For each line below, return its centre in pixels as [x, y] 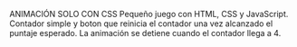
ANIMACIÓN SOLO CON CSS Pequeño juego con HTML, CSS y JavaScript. [149, 14]
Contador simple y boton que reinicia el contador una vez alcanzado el [141, 23]
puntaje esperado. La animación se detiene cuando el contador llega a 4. [145, 33]
